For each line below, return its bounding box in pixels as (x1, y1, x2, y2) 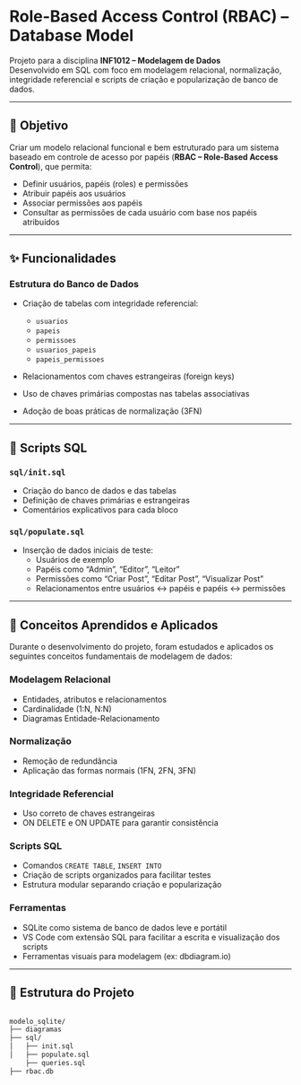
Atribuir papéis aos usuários (21, 188, 127, 198)
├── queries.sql (25, 1058, 87, 1067)
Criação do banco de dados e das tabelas (21, 486, 177, 496)
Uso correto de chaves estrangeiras (21, 808, 155, 818)
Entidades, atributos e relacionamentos (21, 694, 168, 704)
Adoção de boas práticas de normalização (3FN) (21, 406, 203, 416)
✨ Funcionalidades (9, 251, 116, 267)
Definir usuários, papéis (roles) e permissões (21, 178, 189, 189)
